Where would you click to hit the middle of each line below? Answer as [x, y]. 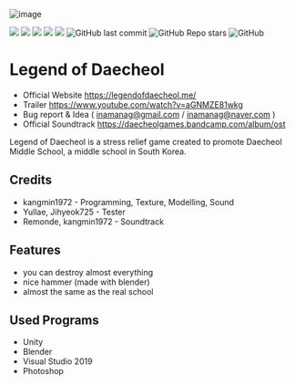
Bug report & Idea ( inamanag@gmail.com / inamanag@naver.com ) [149, 114]
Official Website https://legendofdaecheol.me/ [109, 95]
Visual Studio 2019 [57, 361]
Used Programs [55, 320]
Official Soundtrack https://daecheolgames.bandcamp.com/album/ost [154, 124]
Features [35, 250]
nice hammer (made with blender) [86, 282]
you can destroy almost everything [88, 272]
